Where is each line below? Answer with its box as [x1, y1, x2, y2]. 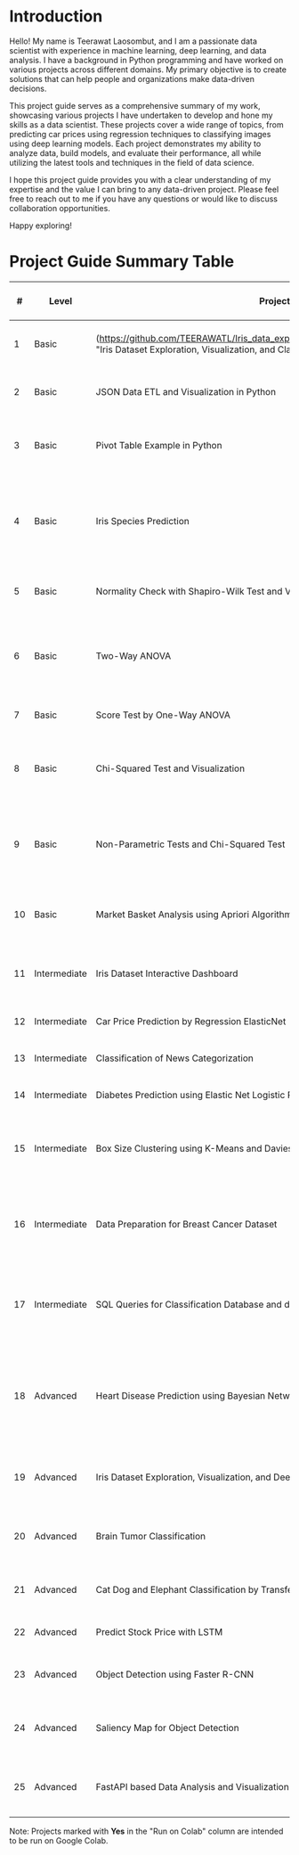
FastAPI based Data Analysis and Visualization [95, 1780, 289, 1793]
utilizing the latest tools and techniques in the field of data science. [9, 157, 255, 168]
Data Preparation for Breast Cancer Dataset [95, 1218, 278, 1230]
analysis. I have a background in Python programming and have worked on [9, 54, 284, 65]
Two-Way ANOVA [95, 649, 172, 661]
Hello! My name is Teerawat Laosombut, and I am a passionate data [9, 36, 258, 46]
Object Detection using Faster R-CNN [95, 1668, 255, 1680]
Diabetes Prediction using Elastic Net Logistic [95, 1088, 286, 1101]
